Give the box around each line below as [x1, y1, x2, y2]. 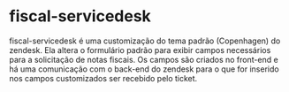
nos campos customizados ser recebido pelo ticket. [9, 73, 198, 83]
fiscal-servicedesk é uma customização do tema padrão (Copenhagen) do [9, 35, 281, 46]
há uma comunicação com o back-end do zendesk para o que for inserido [9, 64, 280, 74]
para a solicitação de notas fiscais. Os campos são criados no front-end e [9, 54, 278, 65]
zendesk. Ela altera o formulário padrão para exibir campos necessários [9, 44, 271, 55]
